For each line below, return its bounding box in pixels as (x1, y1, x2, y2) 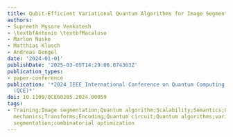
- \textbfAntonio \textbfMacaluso (7, 29, 107, 37)
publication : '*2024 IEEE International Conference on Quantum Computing (7, 81, 225, 88)
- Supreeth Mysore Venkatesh (7, 23, 92, 30)
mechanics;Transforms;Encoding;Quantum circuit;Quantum (13, 113, 178, 120)
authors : (7, 17, 33, 24)
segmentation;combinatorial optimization (13, 119, 135, 127)
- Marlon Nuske (7, 36, 51, 43)
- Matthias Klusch (7, 42, 60, 49)
